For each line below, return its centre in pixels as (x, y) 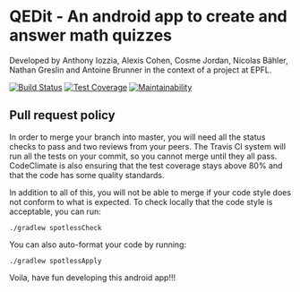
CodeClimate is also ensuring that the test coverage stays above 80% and (146, 165)
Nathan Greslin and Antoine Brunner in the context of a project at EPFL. (141, 70)
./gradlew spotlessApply (56, 261)
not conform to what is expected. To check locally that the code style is (141, 202)
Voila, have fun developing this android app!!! (93, 277)
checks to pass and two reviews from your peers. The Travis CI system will (148, 146)
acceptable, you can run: (55, 211)
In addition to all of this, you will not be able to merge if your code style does (150, 192)
